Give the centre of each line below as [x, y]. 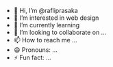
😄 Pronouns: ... [36, 50]
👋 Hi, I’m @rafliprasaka [46, 11]
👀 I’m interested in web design [56, 18]
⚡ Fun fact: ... [32, 57]
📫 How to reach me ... [45, 40]
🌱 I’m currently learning [47, 25]
